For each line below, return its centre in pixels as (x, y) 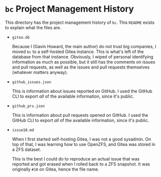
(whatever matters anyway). (40, 72)
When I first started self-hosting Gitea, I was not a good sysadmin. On (81, 139)
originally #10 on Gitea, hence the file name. (55, 169)
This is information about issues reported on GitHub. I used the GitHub (82, 91)
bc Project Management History (69, 9)
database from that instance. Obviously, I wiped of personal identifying (83, 56)
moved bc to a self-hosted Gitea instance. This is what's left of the (78, 52)
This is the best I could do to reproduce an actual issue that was (76, 159)
